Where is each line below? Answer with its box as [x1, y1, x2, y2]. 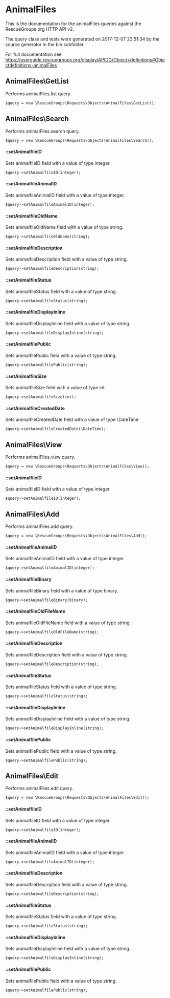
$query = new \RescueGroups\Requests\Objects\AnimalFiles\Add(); [5, 534, 147, 539]
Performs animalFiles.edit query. [5, 785, 74, 792]
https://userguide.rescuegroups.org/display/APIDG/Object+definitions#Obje [5, 56, 165, 62]
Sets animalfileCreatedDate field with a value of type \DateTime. [5, 416, 140, 423]
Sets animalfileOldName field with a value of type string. [5, 224, 124, 230]
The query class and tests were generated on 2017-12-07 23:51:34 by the [5, 36, 160, 42]
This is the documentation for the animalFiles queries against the [5, 20, 141, 27]
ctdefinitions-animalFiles [5, 62, 57, 68]
